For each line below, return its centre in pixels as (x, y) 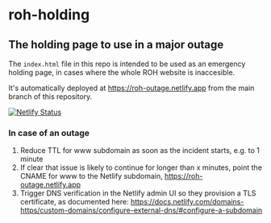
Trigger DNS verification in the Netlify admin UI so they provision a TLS (138, 193)
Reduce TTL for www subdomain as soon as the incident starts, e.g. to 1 (140, 151)
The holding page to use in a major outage (116, 45)
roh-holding (49, 15)
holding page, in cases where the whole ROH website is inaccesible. (122, 72)
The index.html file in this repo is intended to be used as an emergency (127, 64)
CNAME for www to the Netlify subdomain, (91, 176)
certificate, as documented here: (74, 202)
